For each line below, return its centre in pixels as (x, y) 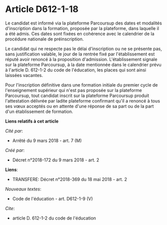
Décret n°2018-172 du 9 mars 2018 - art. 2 (56, 160)
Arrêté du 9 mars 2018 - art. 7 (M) (47, 140)
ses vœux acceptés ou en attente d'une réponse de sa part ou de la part (80, 106)
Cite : (10, 208)
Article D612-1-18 (42, 9)
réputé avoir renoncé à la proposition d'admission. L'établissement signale (81, 59)
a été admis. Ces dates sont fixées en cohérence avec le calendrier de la (80, 33)
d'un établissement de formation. (39, 111)
